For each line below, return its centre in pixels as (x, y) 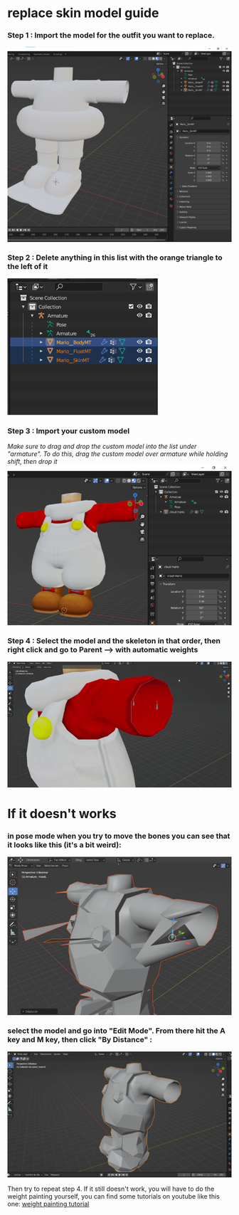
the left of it (28, 267)
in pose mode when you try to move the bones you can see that (119, 836)
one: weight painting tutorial (48, 1204)
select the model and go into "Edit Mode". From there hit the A (116, 1031)
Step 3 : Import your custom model (69, 430)
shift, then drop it (33, 462)
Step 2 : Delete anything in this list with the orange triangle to (115, 258)
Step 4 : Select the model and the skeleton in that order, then (114, 641)
